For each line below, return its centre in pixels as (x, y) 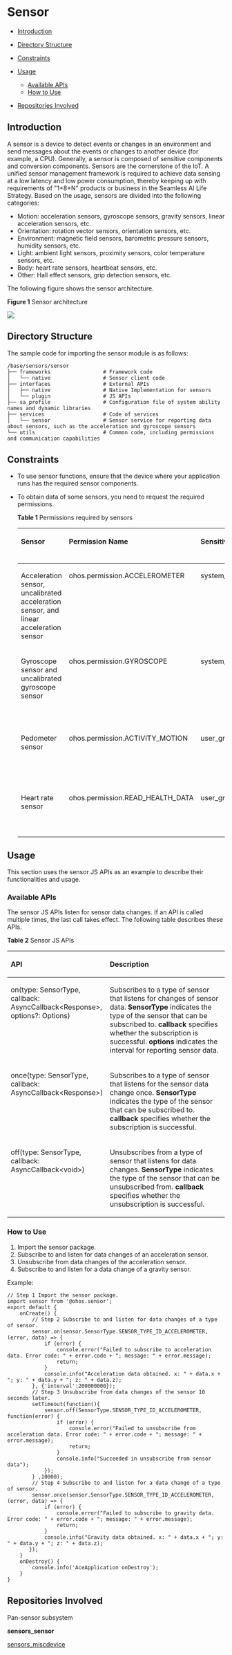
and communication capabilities (54, 438)
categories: (23, 203)
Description (129, 964)
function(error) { (33, 1416)
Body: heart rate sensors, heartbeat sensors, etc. (87, 268)
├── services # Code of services (83, 414)
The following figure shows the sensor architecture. (80, 288)
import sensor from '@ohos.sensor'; (60, 1301)
